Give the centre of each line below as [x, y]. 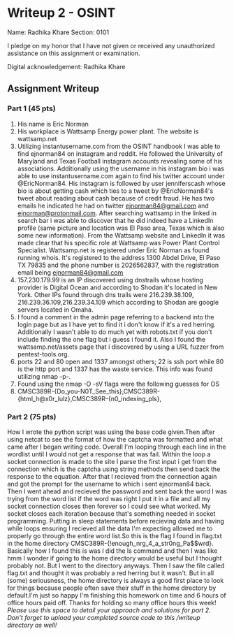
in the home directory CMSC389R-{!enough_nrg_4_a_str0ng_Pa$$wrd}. [111, 543]
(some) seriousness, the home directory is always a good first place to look [116, 580]
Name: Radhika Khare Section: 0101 [58, 32]
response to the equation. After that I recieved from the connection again [112, 476]
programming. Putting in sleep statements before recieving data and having [116, 521]
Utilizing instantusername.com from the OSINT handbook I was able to [119, 146]
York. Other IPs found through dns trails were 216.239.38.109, [105, 294]
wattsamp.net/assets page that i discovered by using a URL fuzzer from [120, 347]
